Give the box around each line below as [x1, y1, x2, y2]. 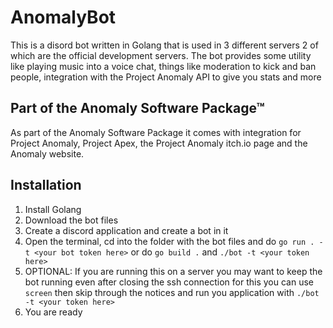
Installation [10, 177, 82, 194]
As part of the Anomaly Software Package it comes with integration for [10, 126, 302, 138]
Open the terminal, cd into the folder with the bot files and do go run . [24, 235, 315, 247]
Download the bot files [24, 214, 119, 226]
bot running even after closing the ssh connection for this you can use [24, 276, 314, 288]
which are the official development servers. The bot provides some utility [10, 49, 312, 61]
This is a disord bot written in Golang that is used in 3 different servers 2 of [10, 39, 319, 51]
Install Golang [24, 203, 82, 215]
